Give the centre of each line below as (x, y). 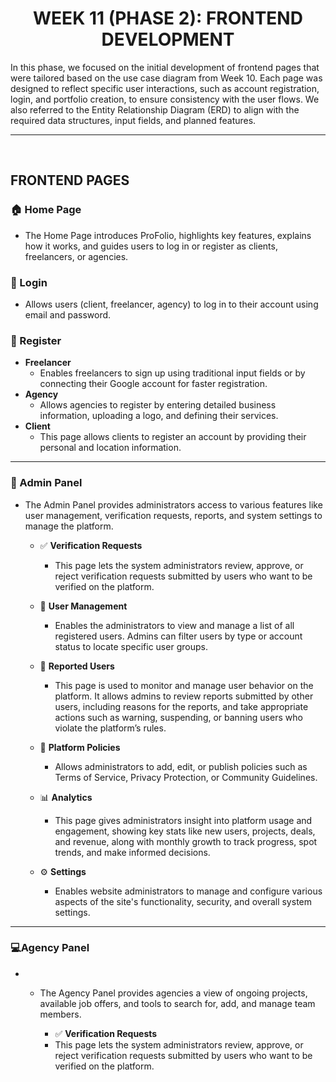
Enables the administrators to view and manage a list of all (174, 625)
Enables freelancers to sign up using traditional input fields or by (172, 373)
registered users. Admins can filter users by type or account (178, 636)
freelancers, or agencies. (76, 256)
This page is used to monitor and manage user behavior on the (184, 685)
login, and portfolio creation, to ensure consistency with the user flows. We (165, 99)
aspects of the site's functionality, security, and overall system (183, 901)
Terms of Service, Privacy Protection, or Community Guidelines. (186, 777)
